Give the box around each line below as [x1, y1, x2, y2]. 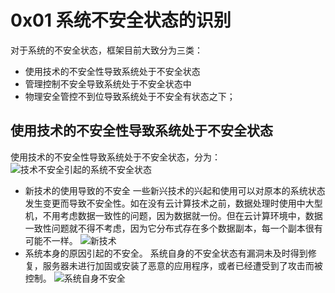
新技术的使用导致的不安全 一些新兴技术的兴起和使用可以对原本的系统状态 [24, 184, 326, 196]
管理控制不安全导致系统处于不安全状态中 [24, 77, 192, 90]
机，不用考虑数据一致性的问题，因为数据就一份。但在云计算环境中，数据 [24, 209, 323, 221]
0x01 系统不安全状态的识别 [10, 9, 232, 32]
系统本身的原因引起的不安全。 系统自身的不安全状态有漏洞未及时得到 [24, 247, 308, 259]
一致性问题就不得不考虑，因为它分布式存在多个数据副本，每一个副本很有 [24, 222, 323, 234]
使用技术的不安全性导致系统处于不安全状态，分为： [10, 151, 221, 163]
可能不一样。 [24, 234, 78, 246]
